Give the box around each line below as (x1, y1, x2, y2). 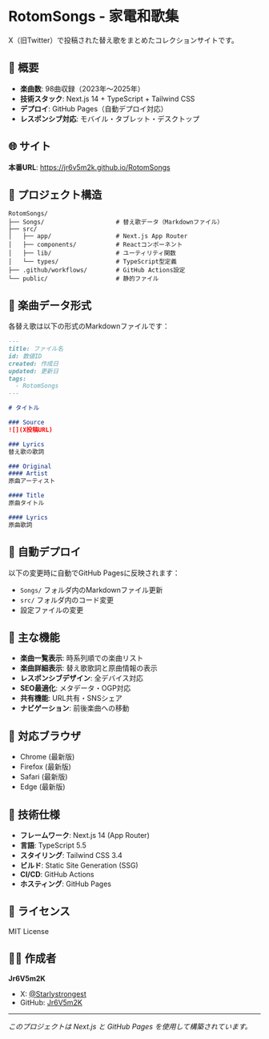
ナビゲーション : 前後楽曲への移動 (19, 703, 130, 713)
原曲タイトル (8, 499, 45, 507)
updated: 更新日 (8, 367, 59, 375)
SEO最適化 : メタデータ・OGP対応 (19, 683, 131, 693)
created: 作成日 (8, 360, 59, 368)
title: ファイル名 (8, 345, 64, 353)
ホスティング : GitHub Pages (19, 879, 112, 888)
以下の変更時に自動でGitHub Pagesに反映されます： (8, 568, 180, 578)
